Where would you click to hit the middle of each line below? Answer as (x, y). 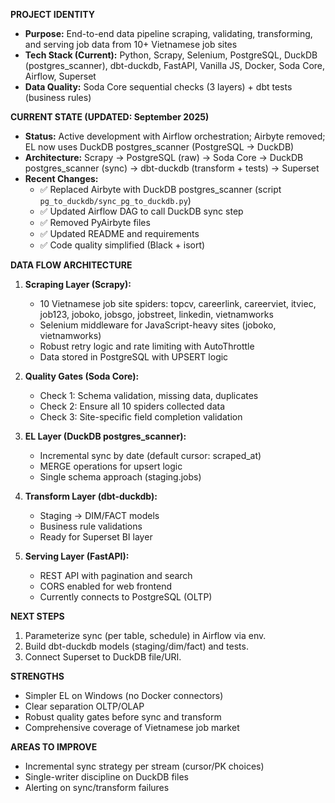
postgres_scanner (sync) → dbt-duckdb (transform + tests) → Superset (172, 168)
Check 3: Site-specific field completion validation (141, 417)
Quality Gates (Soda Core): (82, 376)
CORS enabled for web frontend (105, 586)
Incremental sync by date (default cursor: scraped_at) (150, 455)
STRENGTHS (37, 676)
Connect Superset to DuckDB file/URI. (103, 657)
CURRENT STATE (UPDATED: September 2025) (110, 117)
